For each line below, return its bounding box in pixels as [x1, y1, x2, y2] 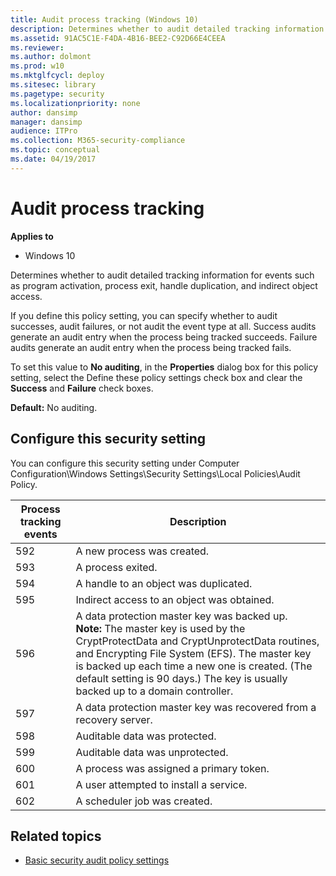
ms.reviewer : [10, 42, 65, 53]
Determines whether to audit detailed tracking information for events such [10, 269, 315, 281]
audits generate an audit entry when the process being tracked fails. [10, 341, 292, 353]
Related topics [10, 827, 102, 845]
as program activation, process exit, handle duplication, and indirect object [10, 279, 318, 291]
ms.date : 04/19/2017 [10, 154, 97, 164]
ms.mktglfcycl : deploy [10, 71, 105, 81]
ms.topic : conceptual [10, 145, 101, 155]
